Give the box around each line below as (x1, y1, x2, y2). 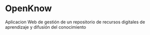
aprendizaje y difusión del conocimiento (5, 24, 86, 30)
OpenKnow (5, 3, 52, 14)
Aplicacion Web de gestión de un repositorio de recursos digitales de (5, 19, 145, 25)
